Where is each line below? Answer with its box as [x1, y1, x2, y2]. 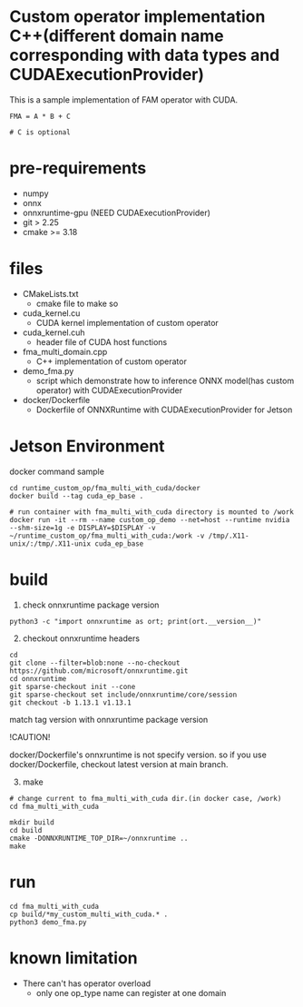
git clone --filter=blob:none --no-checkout [9, 658, 181, 667]
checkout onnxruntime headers [22, 633, 141, 644]
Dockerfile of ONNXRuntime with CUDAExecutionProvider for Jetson [35, 404, 293, 415]
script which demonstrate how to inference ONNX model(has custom [35, 375, 295, 386]
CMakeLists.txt [22, 288, 79, 299]
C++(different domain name [9, 25, 224, 46]
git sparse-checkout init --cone [9, 682, 136, 691]
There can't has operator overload [22, 978, 151, 989]
